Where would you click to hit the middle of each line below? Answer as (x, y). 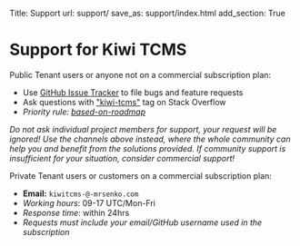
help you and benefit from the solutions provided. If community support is (148, 148)
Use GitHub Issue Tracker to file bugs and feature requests (133, 92)
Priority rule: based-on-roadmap (84, 112)
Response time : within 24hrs (76, 212)
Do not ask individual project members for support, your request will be (143, 129)
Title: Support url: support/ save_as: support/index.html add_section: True (148, 13)
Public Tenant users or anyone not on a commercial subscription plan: (140, 74)
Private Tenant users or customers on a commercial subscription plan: (141, 175)
